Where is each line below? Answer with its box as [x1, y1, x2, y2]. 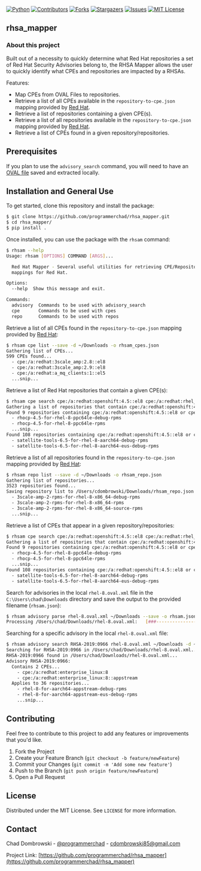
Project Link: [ [6, 852, 41, 859]
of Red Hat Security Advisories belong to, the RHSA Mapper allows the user [6, 61, 193, 68]
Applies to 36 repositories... [11, 681, 90, 687]
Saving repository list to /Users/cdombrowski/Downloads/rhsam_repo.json [6, 488, 194, 495]
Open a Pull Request [14, 773, 66, 780]
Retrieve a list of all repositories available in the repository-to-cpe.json [14, 116, 191, 123]
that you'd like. [6, 736, 43, 743]
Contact [6, 824, 37, 834]
